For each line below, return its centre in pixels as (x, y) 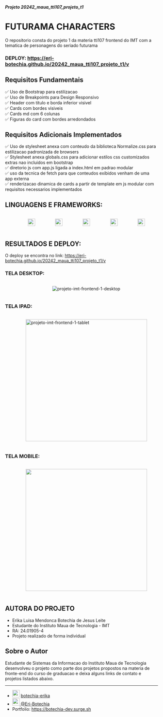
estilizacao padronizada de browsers (42, 152)
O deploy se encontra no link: (34, 256)
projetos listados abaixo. (30, 678)
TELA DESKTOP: (25, 274)
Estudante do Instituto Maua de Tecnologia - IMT (61, 625)
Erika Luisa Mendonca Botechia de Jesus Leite (59, 620)
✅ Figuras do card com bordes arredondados (50, 119)
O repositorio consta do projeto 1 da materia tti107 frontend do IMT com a (78, 40)
